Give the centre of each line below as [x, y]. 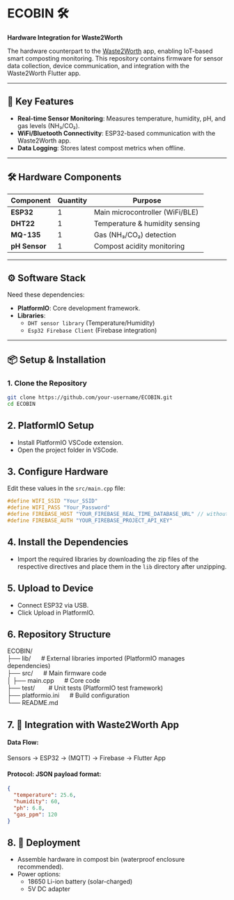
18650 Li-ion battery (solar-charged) [80, 882]
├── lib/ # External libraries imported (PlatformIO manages [96, 658]
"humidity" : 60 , [37, 801]
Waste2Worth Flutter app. [44, 73]
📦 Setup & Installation [57, 360]
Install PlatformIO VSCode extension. [70, 442]
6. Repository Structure [59, 634]
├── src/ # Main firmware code [57, 673]
